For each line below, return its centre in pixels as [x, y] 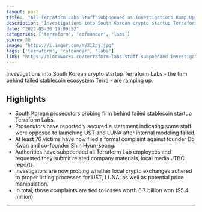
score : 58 [19, 40]
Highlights [26, 99]
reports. [25, 165]
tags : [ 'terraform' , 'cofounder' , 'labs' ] [60, 51]
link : [13, 57]
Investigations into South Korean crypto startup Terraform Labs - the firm [97, 73]
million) [24, 197]
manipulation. [32, 184]
